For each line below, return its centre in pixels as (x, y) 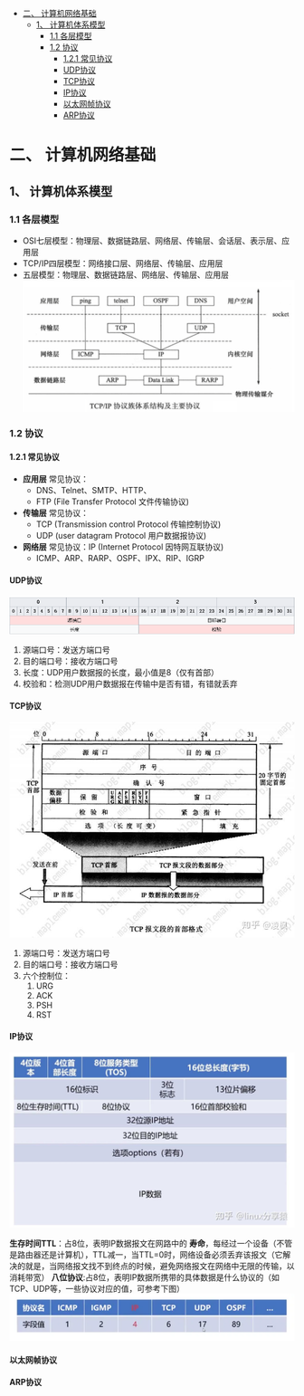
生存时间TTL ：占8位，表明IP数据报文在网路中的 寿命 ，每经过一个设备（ (143, 1243)
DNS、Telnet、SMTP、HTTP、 (94, 490)
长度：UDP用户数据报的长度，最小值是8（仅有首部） (120, 672)
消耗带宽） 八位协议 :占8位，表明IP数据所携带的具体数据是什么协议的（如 (145, 1277)
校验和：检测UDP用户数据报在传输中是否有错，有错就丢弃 (130, 684)
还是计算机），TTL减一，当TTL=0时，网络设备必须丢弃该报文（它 (161, 1254)
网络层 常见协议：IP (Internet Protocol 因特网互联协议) (123, 547)
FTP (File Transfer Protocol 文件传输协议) (113, 502)
